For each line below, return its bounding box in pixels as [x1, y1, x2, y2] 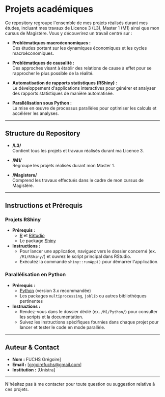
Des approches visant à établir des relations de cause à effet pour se [12, 65, 152, 71]
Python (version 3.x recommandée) [19, 288, 91, 293]
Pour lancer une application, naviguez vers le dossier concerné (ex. [19, 248, 156, 254]
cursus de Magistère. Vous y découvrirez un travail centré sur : [5, 30, 133, 36]
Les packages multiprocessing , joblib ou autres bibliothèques [19, 292, 147, 299]
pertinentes [19, 298, 43, 304]
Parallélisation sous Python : [12, 100, 72, 106]
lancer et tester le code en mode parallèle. [19, 324, 106, 330]
